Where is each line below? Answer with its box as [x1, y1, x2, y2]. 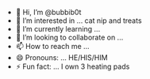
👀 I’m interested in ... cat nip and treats [15, 16, 142, 25]
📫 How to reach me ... [15, 42, 90, 51]
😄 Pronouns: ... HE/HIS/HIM [15, 53, 109, 62]
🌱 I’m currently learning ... [15, 24, 101, 33]
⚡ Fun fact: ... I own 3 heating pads [15, 62, 130, 71]
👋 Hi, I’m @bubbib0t [15, 8, 82, 17]
